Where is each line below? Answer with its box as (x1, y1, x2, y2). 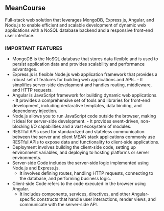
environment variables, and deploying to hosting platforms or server (12, 149, 150, 156)
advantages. (12, 66, 38, 72)
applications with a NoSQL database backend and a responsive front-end (5, 27, 153, 33)
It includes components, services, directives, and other (19, 191, 131, 197)
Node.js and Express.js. (12, 165, 60, 171)
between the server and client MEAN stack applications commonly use (12, 134, 155, 140)
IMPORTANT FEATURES (5, 45, 63, 51)
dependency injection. (12, 108, 57, 114)
